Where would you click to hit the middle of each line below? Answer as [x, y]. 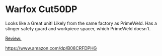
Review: [13, 38]
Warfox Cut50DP [41, 9]
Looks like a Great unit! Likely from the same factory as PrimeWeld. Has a [81, 23]
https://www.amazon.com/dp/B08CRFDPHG [51, 48]
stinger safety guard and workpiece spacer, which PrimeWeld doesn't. [78, 28]
